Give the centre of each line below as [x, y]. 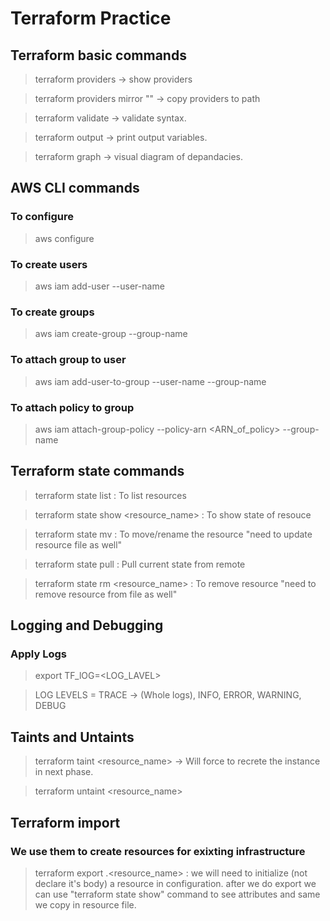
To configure [42, 217]
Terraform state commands [97, 471]
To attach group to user [68, 360]
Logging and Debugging [87, 625]
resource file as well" [78, 544]
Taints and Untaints [72, 737]
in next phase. [64, 772]
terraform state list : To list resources [110, 495]
